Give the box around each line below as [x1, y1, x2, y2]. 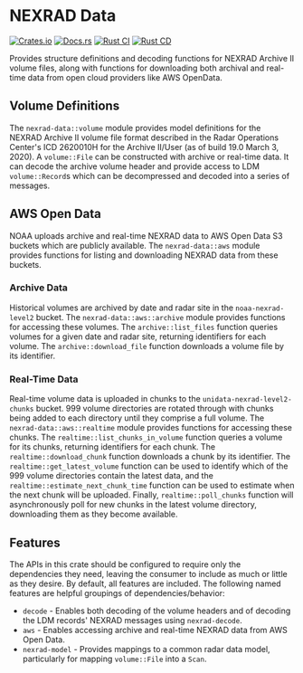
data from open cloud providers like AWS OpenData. [27, 71, 223, 82]
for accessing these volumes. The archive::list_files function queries [9, 321, 279, 332]
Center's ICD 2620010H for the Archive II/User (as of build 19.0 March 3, [9, 141, 279, 152]
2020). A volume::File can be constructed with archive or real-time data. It [9, 151, 289, 162]
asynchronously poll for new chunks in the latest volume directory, [9, 499, 258, 510]
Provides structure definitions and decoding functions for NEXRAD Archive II [9, 52, 295, 63]
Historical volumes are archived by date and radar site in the [9, 302, 233, 313]
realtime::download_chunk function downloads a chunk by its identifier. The [9, 451, 291, 462]
